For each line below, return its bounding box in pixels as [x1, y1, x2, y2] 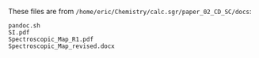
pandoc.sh [8, 22, 41, 30]
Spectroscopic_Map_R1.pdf [8, 35, 93, 43]
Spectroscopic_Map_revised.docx [8, 42, 115, 50]
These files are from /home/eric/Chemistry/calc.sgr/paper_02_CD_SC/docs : [8, 7, 252, 16]
